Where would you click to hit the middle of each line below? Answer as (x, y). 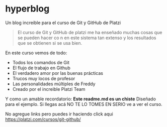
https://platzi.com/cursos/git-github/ (43, 119)
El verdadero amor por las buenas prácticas (58, 73)
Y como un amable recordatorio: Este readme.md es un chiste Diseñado (80, 99)
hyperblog (27, 9)
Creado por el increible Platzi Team (49, 89)
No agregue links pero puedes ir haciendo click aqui (59, 114)
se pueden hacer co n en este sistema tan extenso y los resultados (87, 38)
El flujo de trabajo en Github (41, 68)
